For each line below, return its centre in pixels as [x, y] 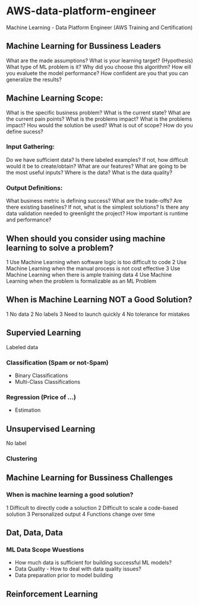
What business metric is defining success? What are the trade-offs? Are [94, 201]
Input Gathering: [31, 147]
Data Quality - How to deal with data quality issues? [78, 569]
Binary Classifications [41, 375]
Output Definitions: [34, 187]
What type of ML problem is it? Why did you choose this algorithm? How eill [99, 67]
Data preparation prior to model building [64, 575]
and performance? [29, 220]
